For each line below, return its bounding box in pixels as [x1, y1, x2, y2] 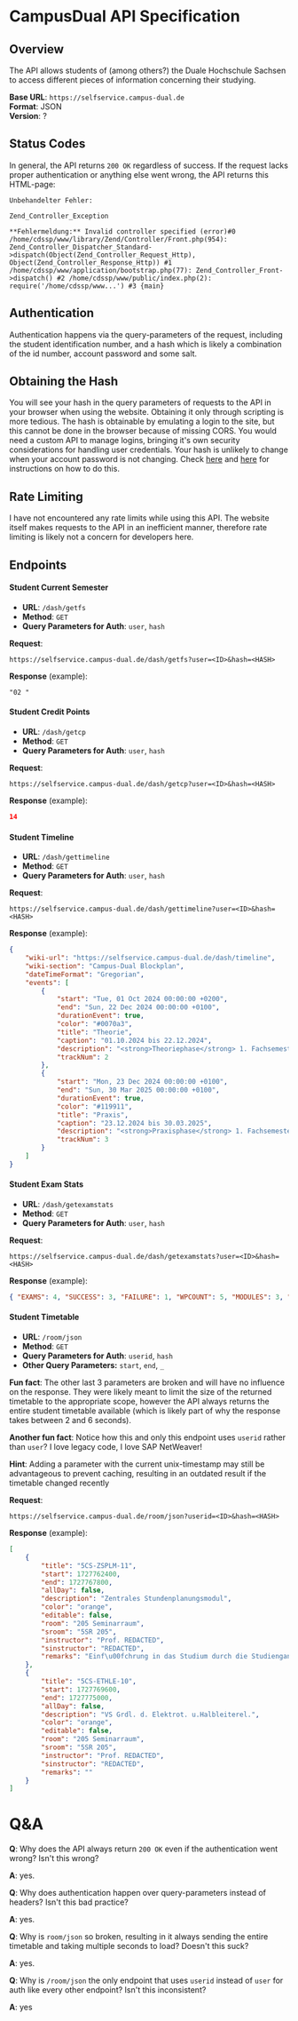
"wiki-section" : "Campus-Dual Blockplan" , [25, 961, 184, 970]
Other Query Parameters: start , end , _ [21, 1360, 165, 1371]
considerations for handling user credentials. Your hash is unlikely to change [9, 444, 288, 455]
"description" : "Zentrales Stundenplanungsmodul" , [41, 1595, 232, 1603]
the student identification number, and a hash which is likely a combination [9, 338, 282, 349]
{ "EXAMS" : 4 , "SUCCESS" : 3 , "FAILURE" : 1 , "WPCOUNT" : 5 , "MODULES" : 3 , [9, 1293, 284, 1301]
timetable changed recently [9, 1477, 110, 1489]
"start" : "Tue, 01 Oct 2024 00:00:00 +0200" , [56, 995, 228, 1004]
